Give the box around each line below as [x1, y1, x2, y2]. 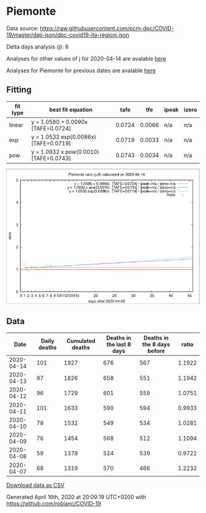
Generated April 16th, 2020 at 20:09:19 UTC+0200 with [6, 493, 147, 501]
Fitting [6, 85, 32, 95]
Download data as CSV [6, 482, 65, 489]
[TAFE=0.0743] [31, 155, 72, 162]
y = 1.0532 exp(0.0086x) [31, 133, 97, 141]
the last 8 [106, 341, 131, 348]
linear [9, 121, 23, 128]
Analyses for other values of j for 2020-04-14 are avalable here [6, 55, 167, 62]
